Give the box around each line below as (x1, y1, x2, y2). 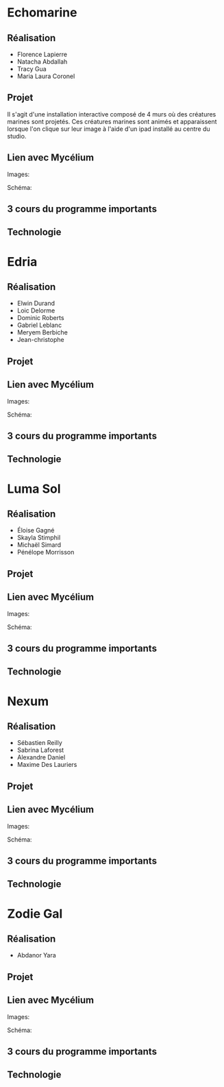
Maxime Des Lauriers (16, 761, 77, 769)
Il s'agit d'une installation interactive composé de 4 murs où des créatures (7, 110, 216, 118)
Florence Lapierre (16, 50, 68, 58)
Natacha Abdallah (16, 58, 68, 66)
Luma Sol (7, 481, 61, 496)
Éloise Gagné (16, 526, 55, 535)
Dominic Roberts (16, 314, 64, 322)
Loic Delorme (16, 306, 55, 315)
